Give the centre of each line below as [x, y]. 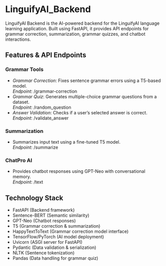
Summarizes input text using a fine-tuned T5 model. [66, 142]
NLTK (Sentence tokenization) [44, 253]
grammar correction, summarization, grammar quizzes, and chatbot [75, 34]
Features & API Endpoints [46, 55]
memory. [22, 177]
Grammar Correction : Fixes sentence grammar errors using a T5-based [87, 80]
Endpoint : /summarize [35, 147]
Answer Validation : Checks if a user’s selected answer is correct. [80, 112]
